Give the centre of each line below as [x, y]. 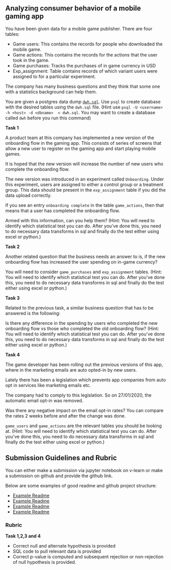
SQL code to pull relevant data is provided [57, 551]
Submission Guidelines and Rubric [61, 458]
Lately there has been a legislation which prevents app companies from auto [86, 380]
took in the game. [31, 60]
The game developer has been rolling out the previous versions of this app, [84, 365]
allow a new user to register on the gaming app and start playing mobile [81, 148]
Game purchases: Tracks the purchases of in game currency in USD [84, 65]
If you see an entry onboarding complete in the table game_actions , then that [85, 205]
